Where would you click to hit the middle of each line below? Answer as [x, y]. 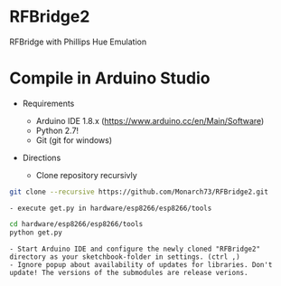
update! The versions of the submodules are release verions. [129, 272]
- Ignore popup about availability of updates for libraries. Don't [141, 264]
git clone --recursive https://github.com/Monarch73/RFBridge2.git [139, 192]
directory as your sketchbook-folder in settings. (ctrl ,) [125, 257]
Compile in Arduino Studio [110, 78]
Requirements [48, 103]
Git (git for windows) [74, 140]
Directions [42, 157]
